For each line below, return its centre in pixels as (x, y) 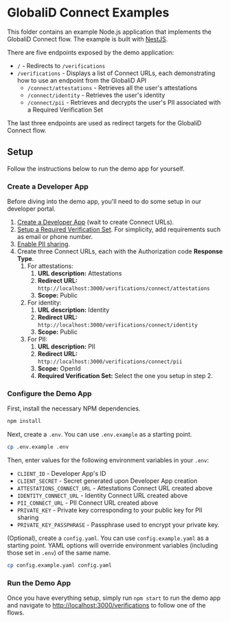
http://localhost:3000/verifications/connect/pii (110, 362)
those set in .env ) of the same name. (59, 553)
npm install (24, 422)
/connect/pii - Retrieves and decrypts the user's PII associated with (124, 102)
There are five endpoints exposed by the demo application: (91, 52)
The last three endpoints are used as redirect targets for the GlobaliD (104, 123)
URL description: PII (66, 346)
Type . (25, 259)
